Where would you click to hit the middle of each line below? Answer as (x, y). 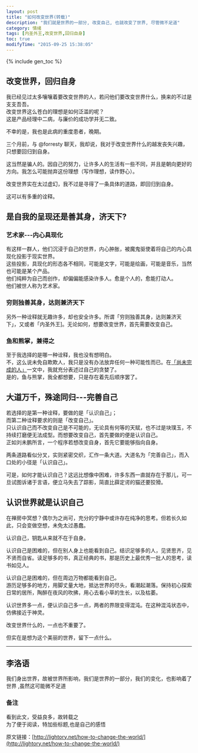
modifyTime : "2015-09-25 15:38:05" (50, 45)
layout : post (22, 12)
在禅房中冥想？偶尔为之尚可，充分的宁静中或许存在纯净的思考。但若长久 (94, 518)
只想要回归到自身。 (29, 151)
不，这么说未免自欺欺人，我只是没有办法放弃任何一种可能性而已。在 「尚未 (96, 362)
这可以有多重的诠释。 (32, 196)
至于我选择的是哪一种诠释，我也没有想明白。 (60, 354)
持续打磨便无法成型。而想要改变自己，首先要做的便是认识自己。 (83, 435)
